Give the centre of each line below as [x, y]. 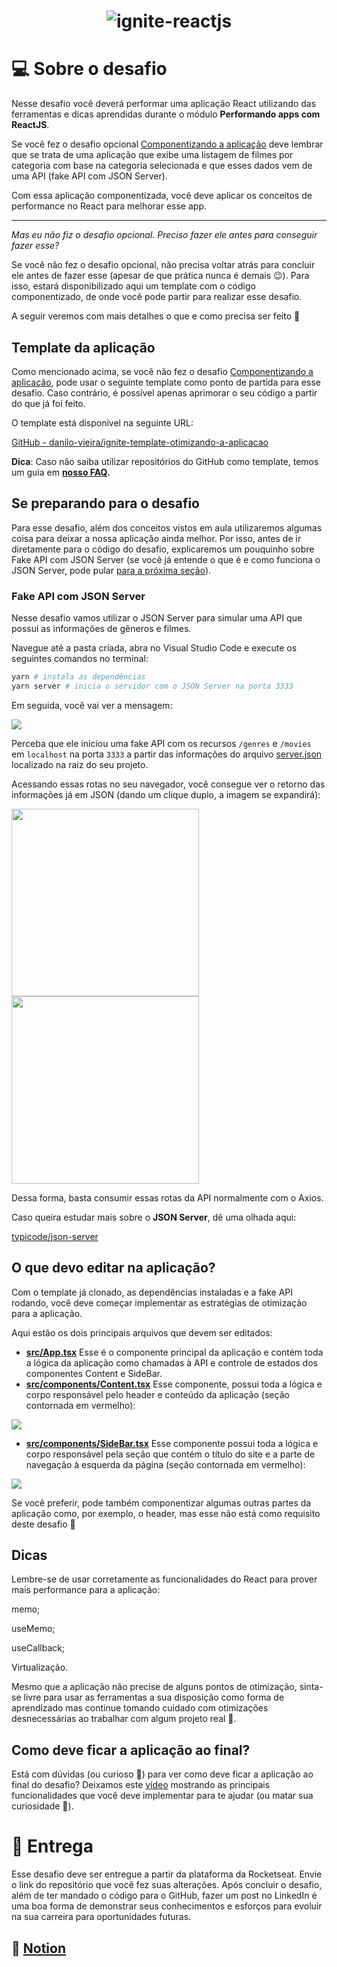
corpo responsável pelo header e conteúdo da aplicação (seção [157, 1394]
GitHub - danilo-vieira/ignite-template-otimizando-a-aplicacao [140, 442]
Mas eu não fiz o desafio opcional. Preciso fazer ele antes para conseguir [164, 235]
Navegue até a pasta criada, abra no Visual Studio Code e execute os [154, 648]
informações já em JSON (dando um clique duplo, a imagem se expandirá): [166, 794]
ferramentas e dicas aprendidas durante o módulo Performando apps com [166, 114]
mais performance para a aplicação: [86, 1590]
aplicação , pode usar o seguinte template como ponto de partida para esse [166, 382]
